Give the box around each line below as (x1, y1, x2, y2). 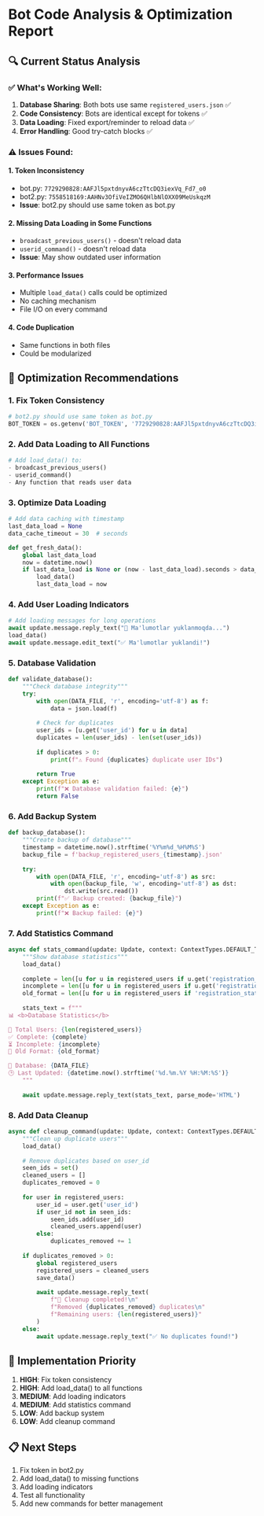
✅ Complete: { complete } (8, 1033, 88, 1041)
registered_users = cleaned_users (36, 1267, 149, 1274)
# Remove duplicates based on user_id (22, 1156, 149, 1165)
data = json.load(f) (49, 704, 118, 713)
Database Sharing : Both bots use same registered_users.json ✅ (19, 100, 232, 109)
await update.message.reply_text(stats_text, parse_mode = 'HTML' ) (22, 1091, 241, 1099)
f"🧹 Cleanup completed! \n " (49, 1296, 139, 1304)
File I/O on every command (19, 304, 108, 314)
